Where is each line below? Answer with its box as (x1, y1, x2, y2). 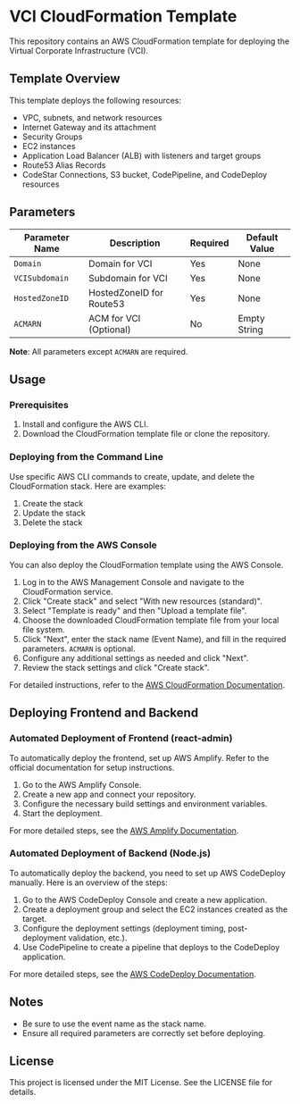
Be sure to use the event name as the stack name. (21, 1018, 207, 1029)
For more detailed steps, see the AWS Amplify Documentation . (9, 824, 239, 836)
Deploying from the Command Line (9, 451, 163, 464)
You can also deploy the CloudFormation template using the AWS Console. (9, 559, 284, 570)
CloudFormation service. (21, 586, 113, 597)
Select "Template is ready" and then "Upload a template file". (21, 605, 247, 615)
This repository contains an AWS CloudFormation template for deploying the (9, 36, 290, 46)
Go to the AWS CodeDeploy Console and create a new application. (21, 894, 268, 905)
